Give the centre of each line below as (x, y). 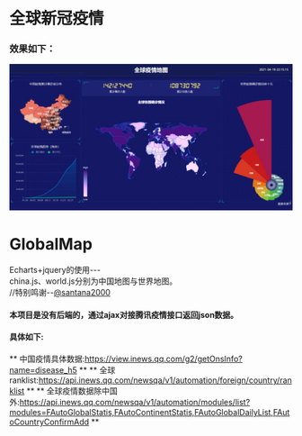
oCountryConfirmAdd (49, 422)
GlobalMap (51, 244)
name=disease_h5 (44, 370)
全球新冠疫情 (57, 18)
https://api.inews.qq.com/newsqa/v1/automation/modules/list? (135, 403)
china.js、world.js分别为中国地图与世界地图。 (93, 281)
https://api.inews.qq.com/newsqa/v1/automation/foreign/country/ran (165, 380)
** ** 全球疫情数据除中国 (72, 391)
